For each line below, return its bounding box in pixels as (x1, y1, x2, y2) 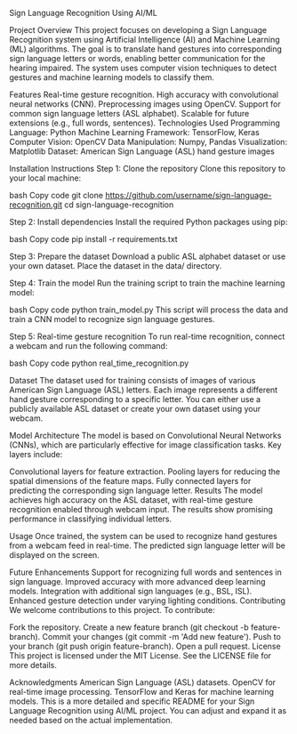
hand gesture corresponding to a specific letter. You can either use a (9, 394, 261, 404)
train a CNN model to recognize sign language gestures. (9, 314, 215, 324)
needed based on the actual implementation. (9, 715, 173, 725)
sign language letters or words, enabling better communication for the (9, 53, 266, 63)
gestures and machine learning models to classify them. (9, 72, 215, 83)
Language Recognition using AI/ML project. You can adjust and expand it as (9, 706, 287, 715)
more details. (9, 660, 58, 670)
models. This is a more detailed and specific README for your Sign (9, 696, 255, 706)
